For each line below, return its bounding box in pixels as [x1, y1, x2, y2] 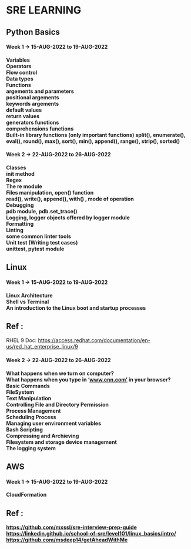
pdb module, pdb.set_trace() [6, 207, 78, 215]
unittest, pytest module [6, 245, 65, 252]
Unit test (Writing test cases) [6, 239, 78, 246]
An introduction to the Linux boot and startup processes [6, 304, 146, 312]
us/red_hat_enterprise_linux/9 [6, 343, 78, 350]
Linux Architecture [6, 292, 53, 299]
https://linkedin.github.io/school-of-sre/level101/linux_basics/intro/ [6, 530, 176, 537]
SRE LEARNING [6, 4, 82, 17]
